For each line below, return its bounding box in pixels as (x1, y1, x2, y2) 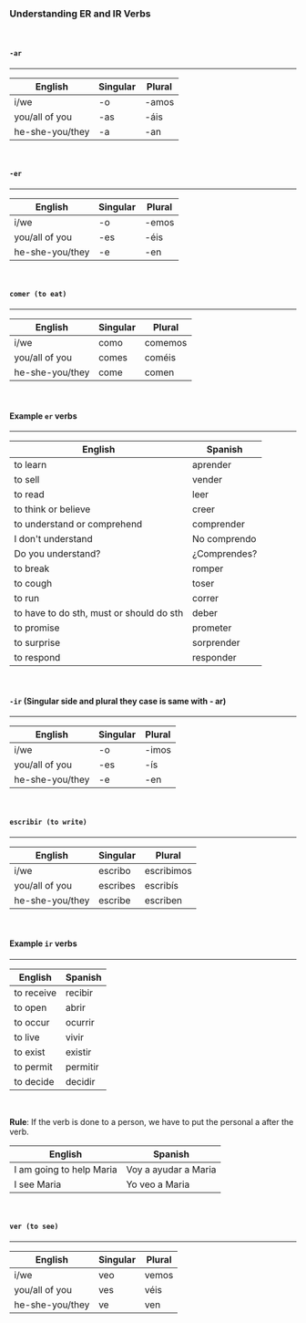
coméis (144, 350, 176, 363)
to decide (14, 1075, 55, 1088)
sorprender (192, 637, 240, 650)
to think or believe (14, 503, 91, 516)
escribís (144, 879, 179, 891)
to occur (14, 1016, 50, 1028)
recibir (65, 986, 94, 999)
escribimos (144, 864, 193, 877)
